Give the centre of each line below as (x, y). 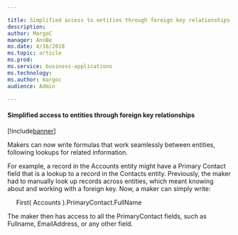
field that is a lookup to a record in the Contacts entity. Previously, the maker (119, 173)
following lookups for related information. (67, 152)
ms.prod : (20, 60)
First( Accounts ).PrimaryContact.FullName (79, 202)
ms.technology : (30, 73)
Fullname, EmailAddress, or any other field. (70, 224)
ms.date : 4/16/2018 (36, 47)
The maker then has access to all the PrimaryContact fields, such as (107, 216)
